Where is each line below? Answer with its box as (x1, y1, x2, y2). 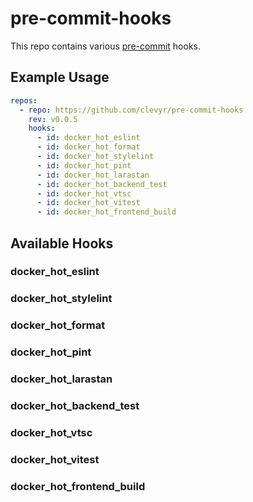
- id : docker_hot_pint (36, 160, 132, 171)
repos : (10, 95, 38, 106)
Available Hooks (10, 235, 114, 252)
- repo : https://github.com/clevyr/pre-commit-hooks (19, 105, 244, 115)
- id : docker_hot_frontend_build (36, 207, 177, 217)
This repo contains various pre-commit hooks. (10, 40, 201, 52)
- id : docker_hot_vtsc (36, 188, 132, 199)
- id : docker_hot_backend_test (36, 179, 168, 189)
